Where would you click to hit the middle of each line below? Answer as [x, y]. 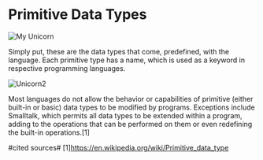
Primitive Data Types [78, 15]
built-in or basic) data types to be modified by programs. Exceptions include [131, 107]
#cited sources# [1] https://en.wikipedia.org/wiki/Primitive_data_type [119, 147]
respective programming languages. [67, 68]
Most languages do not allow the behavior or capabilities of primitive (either [131, 99]
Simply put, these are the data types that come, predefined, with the [119, 51]
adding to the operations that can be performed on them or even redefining [130, 124]
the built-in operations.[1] [49, 132]
